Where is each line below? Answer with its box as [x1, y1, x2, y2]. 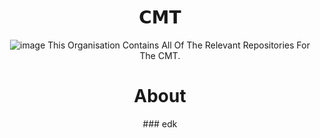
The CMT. [139, 49, 181, 61]
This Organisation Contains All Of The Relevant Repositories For [47, 39, 310, 51]
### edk [142, 117, 178, 130]
